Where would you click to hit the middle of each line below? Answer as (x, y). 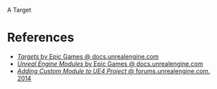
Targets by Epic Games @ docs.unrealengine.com (88, 56)
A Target (19, 10)
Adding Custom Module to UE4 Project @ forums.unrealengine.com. (114, 71)
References (41, 38)
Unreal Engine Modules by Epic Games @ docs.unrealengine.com (110, 64)
